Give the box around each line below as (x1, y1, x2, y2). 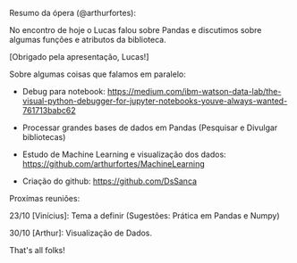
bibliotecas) (21, 132, 66, 142)
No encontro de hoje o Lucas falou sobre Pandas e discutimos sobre (9, 25, 262, 35)
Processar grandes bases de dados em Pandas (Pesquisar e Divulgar (21, 122, 278, 133)
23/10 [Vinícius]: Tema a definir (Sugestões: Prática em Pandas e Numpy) (9, 210, 280, 221)
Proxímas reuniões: (9, 193, 81, 203)
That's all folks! (9, 245, 65, 255)
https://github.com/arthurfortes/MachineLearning (21, 159, 206, 168)
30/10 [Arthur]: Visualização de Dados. (9, 227, 153, 238)
